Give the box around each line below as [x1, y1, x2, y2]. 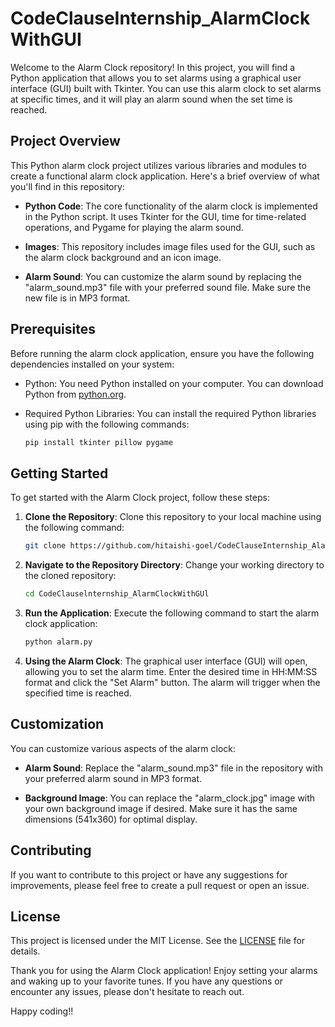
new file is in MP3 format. [24, 292, 131, 304]
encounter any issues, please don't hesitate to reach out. [10, 986, 245, 998]
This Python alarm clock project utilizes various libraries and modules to [10, 159, 307, 171]
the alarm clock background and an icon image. [24, 251, 222, 263]
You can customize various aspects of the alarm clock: [10, 742, 237, 754]
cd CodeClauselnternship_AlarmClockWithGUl [24, 589, 210, 599]
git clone [24, 541, 67, 551]
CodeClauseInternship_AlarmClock [10, 7, 311, 30]
